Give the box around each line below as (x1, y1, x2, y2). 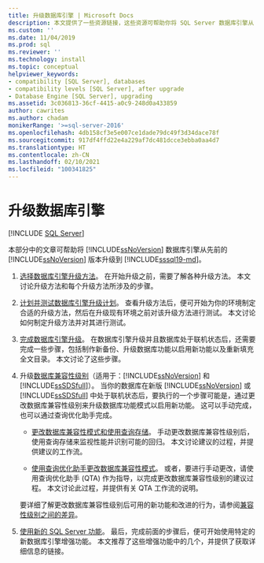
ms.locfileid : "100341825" (8, 166, 97, 173)
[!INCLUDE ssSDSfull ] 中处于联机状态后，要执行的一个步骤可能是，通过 (19, 390, 249, 400)
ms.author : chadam (8, 114, 68, 122)
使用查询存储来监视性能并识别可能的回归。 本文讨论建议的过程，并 (31, 437, 247, 446)
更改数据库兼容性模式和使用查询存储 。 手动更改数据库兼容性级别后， (31, 427, 254, 436)
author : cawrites (8, 107, 65, 115)
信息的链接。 (26, 546, 68, 556)
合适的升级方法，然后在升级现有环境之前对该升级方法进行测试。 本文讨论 (19, 308, 256, 317)
